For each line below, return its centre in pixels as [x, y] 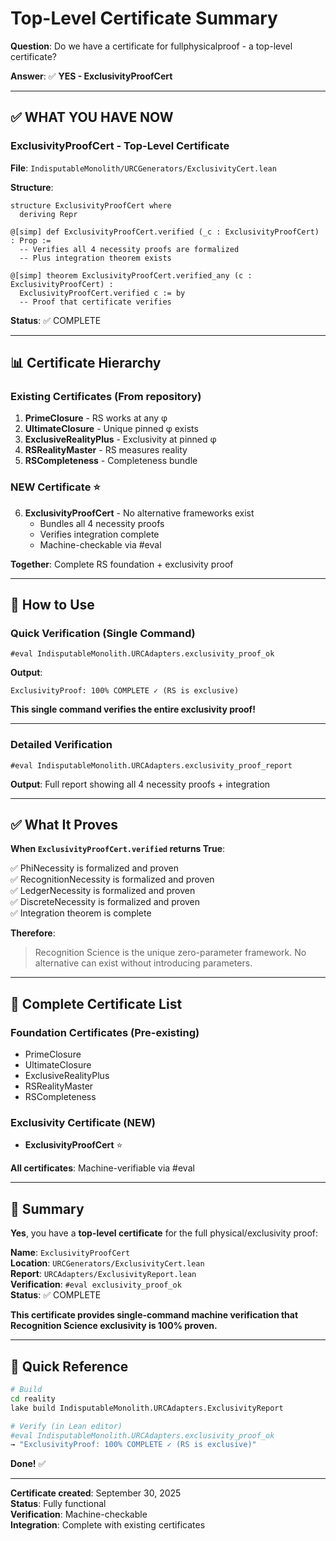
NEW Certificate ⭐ [55, 487]
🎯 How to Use [52, 605]
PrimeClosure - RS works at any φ [96, 418]
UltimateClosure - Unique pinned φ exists [111, 429]
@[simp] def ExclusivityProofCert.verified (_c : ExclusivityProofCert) [165, 232]
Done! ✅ [28, 1464]
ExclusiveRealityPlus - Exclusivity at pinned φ [120, 439]
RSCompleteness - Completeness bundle [111, 461]
